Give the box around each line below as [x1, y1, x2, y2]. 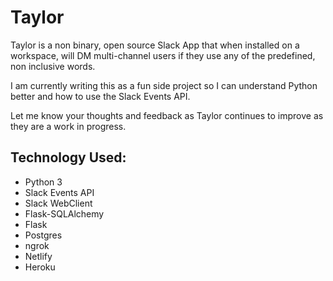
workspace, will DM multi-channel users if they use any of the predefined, [10, 49, 316, 61]
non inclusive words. [10, 60, 96, 72]
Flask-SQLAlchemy [24, 207, 105, 220]
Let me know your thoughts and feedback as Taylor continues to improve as [10, 109, 324, 121]
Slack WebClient [24, 197, 93, 209]
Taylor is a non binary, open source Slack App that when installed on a [10, 39, 300, 51]
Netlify [24, 250, 53, 262]
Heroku [24, 261, 56, 273]
